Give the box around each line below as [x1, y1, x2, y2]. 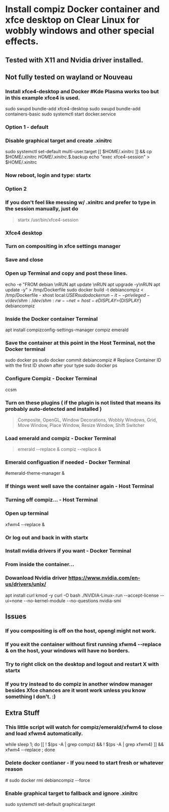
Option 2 [5, 185, 27, 193]
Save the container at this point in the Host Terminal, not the [5, 339, 155, 346]
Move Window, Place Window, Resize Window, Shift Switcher [17, 422, 145, 428]
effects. [5, 36, 39, 47]
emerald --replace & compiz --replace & [17, 446, 101, 452]
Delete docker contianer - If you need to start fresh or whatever [5, 760, 164, 767]
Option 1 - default [5, 123, 49, 131]
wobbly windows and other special [5, 25, 155, 36]
